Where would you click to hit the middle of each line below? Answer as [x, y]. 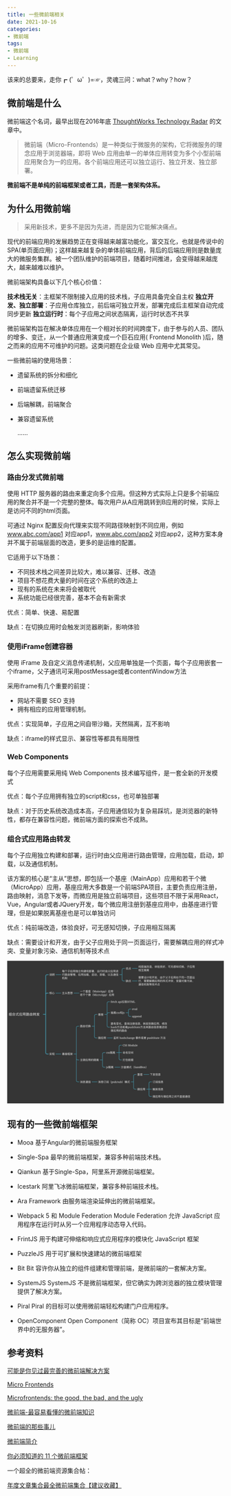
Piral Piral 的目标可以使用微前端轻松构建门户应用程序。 [95, 1306]
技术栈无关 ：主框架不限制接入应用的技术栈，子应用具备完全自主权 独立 [107, 296]
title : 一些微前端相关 [36, 14]
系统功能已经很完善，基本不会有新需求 [71, 598]
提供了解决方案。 [41, 1291]
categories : [24, 29]
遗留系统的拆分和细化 [47, 375]
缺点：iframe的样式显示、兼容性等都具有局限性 [74, 739]
